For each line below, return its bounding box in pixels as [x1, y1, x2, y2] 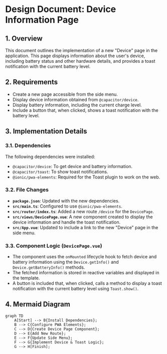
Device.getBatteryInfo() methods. [12, 264, 85, 270]
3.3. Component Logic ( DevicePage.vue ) [5, 242, 102, 249]
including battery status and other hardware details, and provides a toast [5, 58, 155, 64]
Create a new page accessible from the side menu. [12, 91, 118, 97]
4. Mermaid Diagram [5, 300, 70, 309]
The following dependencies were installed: [5, 153, 95, 159]
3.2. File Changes [5, 187, 49, 194]
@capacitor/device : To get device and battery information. [12, 163, 133, 169]
